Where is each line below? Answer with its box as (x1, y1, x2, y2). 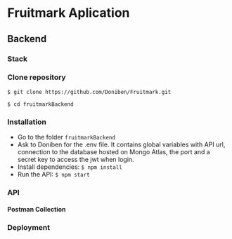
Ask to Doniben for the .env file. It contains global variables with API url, (17, 140, 226, 149)
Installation (7, 117, 47, 127)
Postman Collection (7, 205, 66, 213)
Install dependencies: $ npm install (17, 163, 123, 171)
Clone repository (7, 72, 66, 82)
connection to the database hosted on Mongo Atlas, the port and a (17, 148, 211, 156)
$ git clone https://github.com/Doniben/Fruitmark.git (7, 88, 172, 95)
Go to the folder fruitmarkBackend (17, 133, 116, 142)
